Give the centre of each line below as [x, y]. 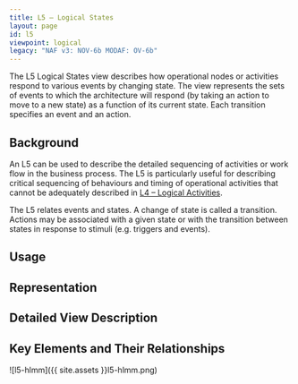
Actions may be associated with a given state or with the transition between [149, 219]
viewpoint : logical [46, 43]
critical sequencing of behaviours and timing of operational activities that [144, 183]
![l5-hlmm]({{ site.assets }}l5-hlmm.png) [84, 370]
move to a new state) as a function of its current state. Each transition [137, 105]
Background [44, 143]
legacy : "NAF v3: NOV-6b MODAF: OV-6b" [84, 51]
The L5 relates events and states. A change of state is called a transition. [143, 209]
